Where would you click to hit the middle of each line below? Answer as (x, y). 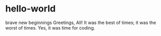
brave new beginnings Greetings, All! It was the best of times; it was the (81, 22)
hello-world (31, 9)
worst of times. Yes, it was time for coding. (50, 27)
